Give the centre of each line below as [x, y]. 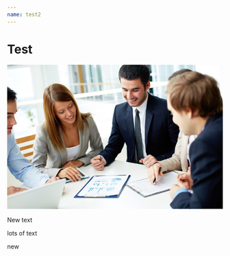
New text [20, 220]
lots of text [22, 233]
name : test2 [24, 14]
